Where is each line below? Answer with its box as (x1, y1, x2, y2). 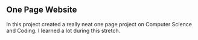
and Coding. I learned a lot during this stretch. (6, 27, 121, 34)
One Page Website (6, 5, 77, 15)
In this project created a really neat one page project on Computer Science (6, 20, 192, 27)
